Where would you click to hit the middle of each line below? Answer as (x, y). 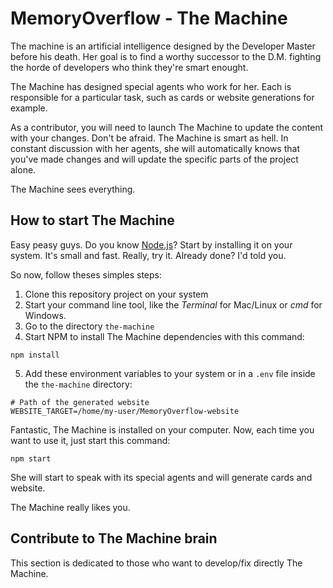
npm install (35, 355)
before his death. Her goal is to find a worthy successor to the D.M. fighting (166, 56)
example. (29, 108)
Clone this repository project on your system (116, 294)
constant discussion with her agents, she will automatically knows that (155, 148)
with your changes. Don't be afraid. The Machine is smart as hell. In (149, 138)
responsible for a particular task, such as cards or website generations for (162, 97)
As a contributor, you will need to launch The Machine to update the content (167, 127)
